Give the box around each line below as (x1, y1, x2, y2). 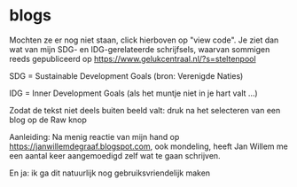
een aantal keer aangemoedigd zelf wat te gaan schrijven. (9, 150, 221, 160)
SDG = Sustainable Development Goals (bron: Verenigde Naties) (9, 70, 244, 81)
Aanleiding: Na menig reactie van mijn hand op (9, 131, 180, 142)
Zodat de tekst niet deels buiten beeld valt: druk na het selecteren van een (9, 105, 281, 115)
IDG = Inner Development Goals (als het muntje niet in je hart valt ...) (9, 88, 259, 98)
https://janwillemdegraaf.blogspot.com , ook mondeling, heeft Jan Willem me (9, 141, 288, 152)
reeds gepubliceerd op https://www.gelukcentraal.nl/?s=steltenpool (9, 53, 256, 64)
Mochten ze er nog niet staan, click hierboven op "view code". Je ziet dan (9, 35, 279, 45)
